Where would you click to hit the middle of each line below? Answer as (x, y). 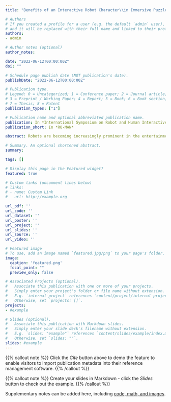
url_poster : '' (21, 220)
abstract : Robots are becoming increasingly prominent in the (73, 136)
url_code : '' (19, 211)
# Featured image (24, 249)
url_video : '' (20, 240)
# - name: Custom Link (29, 192)
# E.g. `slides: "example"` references (50, 334)
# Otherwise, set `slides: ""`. (42, 338)
